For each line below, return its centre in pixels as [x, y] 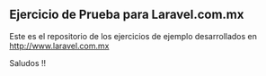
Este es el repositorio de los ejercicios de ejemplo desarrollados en [133, 36]
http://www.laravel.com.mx [59, 46]
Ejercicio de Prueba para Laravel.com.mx [127, 15]
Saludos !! [28, 63]
